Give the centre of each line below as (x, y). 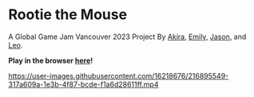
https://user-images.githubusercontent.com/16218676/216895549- (119, 76)
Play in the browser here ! (51, 60)
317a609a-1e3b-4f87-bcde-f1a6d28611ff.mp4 (83, 84)
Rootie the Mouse (68, 15)
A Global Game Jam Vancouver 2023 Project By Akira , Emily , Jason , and (127, 37)
